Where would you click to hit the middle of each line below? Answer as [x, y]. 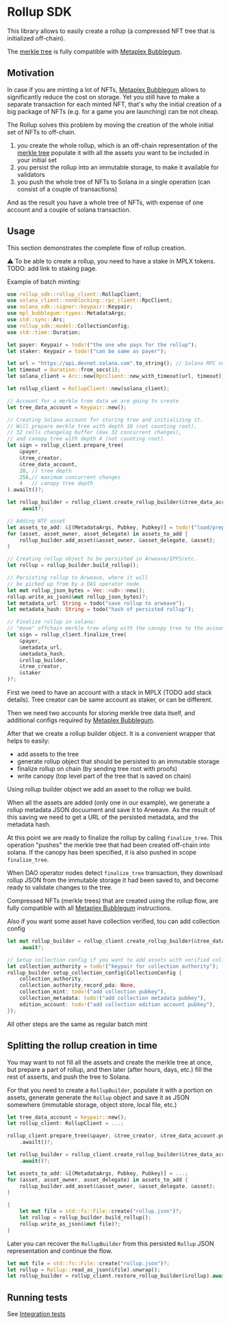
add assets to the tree [48, 754]
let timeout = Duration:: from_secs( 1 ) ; [64, 370]
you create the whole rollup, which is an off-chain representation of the [117, 145]
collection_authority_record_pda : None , [78, 986]
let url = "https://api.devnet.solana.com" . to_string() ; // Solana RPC [111, 363]
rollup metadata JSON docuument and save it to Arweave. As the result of [111, 810]
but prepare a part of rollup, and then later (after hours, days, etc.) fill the [110, 1069]
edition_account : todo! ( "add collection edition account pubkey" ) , [117, 1004]
